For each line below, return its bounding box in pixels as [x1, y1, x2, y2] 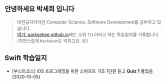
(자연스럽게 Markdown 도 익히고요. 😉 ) [16, 37, 88, 43]
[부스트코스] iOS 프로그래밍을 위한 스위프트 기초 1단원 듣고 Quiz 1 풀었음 [11, 68, 153, 74]
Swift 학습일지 [4, 54, 47, 62]
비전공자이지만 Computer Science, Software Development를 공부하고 [16, 19, 156, 25]
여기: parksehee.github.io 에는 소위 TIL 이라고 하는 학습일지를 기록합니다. [16, 31, 159, 37]
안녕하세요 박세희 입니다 [4, 4, 74, 13]
